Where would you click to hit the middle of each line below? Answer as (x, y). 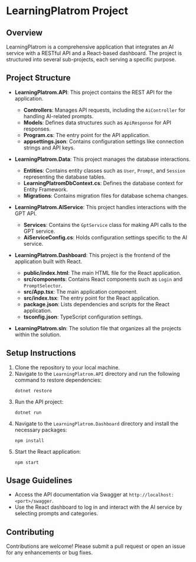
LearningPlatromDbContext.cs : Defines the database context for (103, 183)
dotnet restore (33, 391)
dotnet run (28, 412)
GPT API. (26, 213)
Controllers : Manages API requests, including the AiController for (104, 110)
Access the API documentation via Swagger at (71, 495)
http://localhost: (151, 495)
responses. (37, 129)
